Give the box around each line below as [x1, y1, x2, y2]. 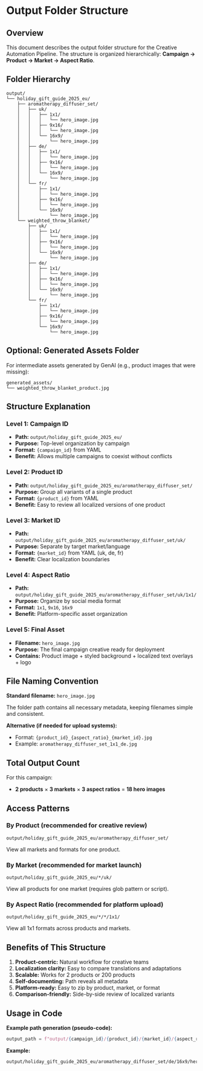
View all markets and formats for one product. [6, 846, 121, 853]
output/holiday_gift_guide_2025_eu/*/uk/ [6, 875, 112, 881]
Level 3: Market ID [6, 516, 60, 524]
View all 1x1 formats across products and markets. [6, 925, 131, 932]
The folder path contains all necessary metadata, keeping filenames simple [6, 704, 193, 711]
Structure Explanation [6, 401, 91, 412]
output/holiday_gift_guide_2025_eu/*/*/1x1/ [6, 914, 120, 920]
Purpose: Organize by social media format [14, 598, 121, 605]
